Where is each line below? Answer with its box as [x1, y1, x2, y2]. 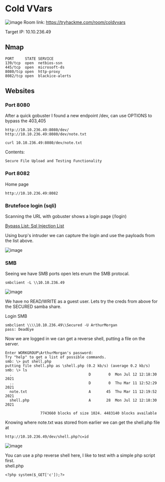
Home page [5, 181, 29, 187]
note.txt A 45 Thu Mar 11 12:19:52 [9, 389, 157, 394]
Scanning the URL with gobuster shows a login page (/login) [5, 213, 127, 219]
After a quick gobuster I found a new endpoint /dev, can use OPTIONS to [5, 113, 152, 119]
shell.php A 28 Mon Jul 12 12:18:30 [9, 398, 157, 403]
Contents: [5, 149, 25, 155]
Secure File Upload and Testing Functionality [5, 159, 102, 164]
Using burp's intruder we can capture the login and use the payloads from [5, 233, 155, 239]
